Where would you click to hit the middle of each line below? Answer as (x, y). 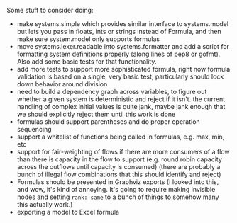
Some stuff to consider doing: (50, 10)
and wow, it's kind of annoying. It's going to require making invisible (116, 189)
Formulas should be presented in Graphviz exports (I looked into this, (118, 182)
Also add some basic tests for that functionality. (87, 62)
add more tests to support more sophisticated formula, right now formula (123, 69)
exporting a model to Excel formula (68, 212)
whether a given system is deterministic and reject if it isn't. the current (121, 99)
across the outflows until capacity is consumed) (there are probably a (118, 167)
